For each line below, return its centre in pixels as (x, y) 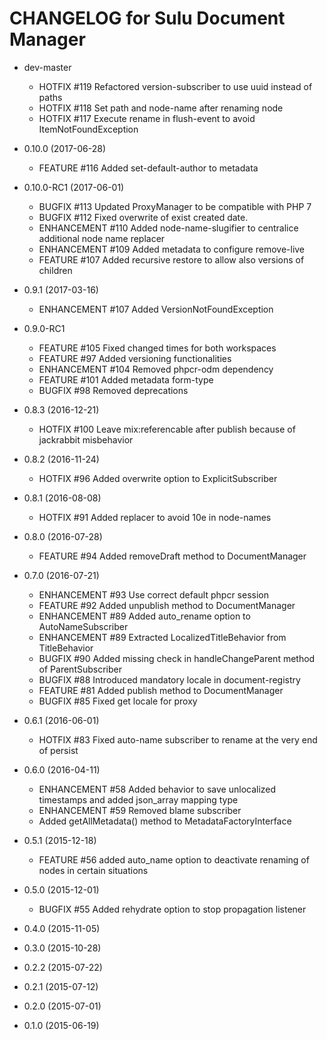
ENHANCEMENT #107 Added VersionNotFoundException (156, 309)
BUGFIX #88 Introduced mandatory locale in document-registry (169, 679)
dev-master (47, 67)
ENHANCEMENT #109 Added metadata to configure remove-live (172, 249)
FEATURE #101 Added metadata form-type (126, 379)
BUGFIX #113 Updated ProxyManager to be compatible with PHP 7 (175, 206)
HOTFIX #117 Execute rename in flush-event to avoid (147, 118)
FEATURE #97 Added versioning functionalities (135, 358)
